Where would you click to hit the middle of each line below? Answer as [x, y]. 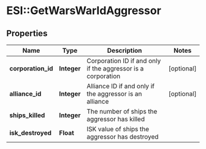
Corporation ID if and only [124, 61]
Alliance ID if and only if [121, 86]
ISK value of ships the [118, 129]
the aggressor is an [114, 94]
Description [124, 51]
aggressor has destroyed [123, 137]
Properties [27, 33]
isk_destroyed [31, 133]
